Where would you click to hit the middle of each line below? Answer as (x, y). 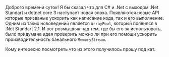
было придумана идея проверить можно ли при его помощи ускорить (81, 34)
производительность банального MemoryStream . (56, 39)
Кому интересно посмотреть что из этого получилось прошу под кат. (80, 49)
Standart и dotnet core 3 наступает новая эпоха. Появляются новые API (82, 13)
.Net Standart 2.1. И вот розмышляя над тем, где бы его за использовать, (84, 29)
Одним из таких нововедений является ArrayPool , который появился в (81, 23)
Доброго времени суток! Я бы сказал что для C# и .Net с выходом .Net (82, 7)
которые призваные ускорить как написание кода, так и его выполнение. (85, 18)
